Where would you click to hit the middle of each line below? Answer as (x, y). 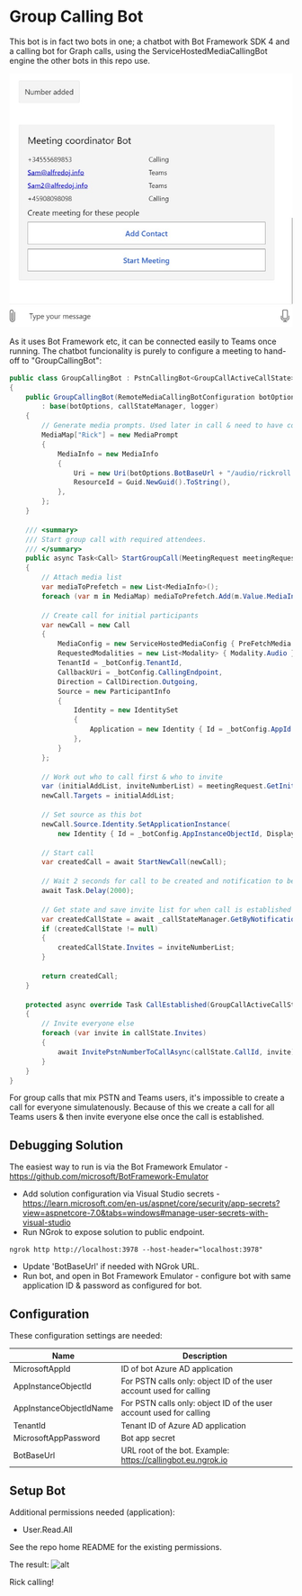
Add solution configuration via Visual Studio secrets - (121, 1194)
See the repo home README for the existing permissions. (116, 1547)
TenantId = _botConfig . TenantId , (120, 663)
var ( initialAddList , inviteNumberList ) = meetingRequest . (155, 786)
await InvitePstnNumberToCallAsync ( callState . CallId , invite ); (178, 1052)
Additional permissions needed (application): (92, 1512)
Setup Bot (37, 1490)
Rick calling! (32, 1582)
